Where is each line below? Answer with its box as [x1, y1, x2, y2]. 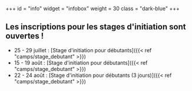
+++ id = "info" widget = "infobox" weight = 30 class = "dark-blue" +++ [5, 5, 180, 12]
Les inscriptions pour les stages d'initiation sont [5, 22, 186, 32]
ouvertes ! [5, 31, 44, 41]
